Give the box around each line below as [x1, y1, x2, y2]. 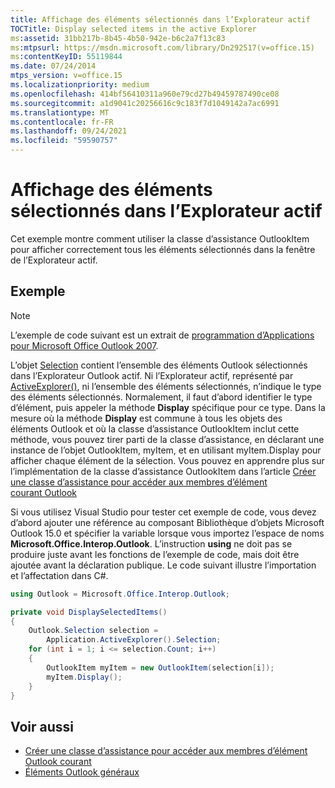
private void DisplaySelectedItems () [10, 607, 168, 617]
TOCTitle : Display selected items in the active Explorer [10, 24, 257, 34]
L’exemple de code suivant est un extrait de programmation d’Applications [10, 329, 315, 341]
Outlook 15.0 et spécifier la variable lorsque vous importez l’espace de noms [10, 527, 325, 539]
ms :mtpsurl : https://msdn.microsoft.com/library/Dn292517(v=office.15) [10, 42, 315, 53]
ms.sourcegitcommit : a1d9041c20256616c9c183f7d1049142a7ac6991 [10, 98, 280, 108]
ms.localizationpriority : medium [10, 80, 150, 90]
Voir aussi [10, 718, 74, 735]
